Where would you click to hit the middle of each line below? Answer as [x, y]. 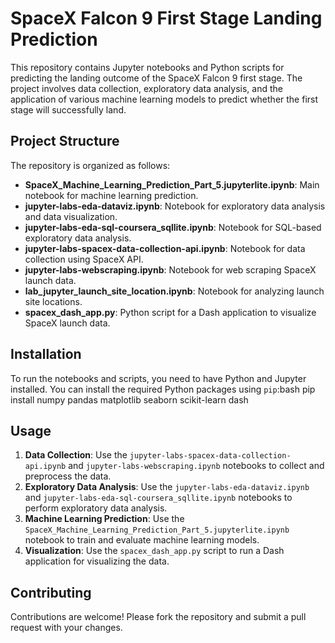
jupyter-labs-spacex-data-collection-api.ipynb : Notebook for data [165, 248]
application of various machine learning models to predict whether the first [164, 99]
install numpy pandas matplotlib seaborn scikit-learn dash [129, 399]
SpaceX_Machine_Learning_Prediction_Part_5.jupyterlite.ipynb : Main [172, 184]
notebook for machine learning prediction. [111, 195]
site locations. [53, 301]
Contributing [51, 592]
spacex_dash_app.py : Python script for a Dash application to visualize [170, 312]
